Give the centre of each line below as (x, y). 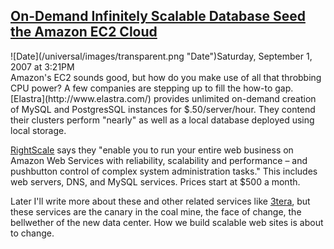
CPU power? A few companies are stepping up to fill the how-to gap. (152, 88)
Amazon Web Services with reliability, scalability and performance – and (159, 160)
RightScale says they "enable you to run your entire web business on (152, 150)
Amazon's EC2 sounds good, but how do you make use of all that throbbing (166, 77)
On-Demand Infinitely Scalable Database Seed (158, 16)
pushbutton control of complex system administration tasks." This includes (164, 171)
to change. (32, 233)
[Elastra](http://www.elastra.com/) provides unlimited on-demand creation (163, 98)
